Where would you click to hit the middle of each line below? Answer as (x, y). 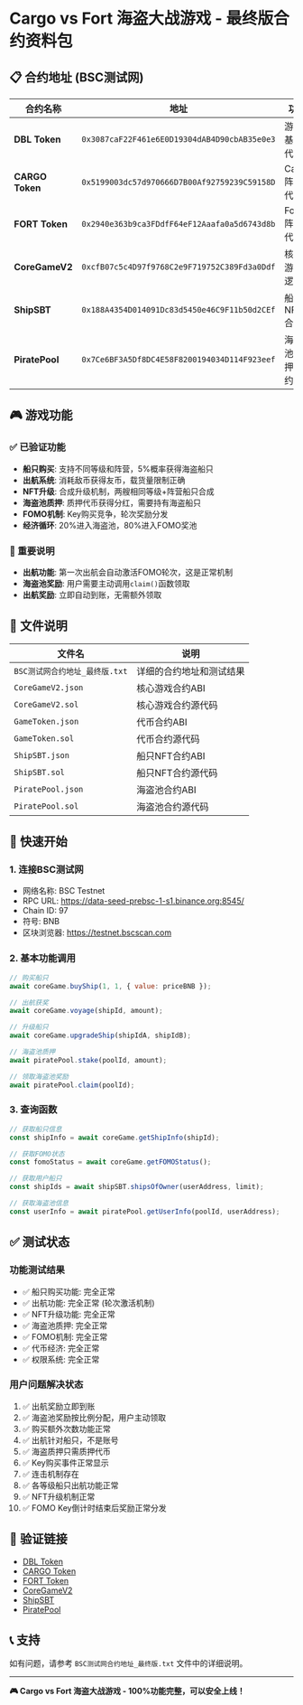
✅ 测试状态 (40, 1242)
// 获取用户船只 (36, 1179)
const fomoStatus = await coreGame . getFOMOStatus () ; (110, 1162)
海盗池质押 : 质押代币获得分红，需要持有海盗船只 (111, 502)
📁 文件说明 (38, 626)
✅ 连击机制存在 (50, 1474)
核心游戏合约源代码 (177, 705)
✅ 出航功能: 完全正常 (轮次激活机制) (88, 1303)
